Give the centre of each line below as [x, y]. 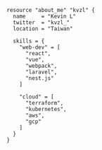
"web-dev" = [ [40, 47]
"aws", [35, 115]
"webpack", [41, 66]
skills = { [29, 41]
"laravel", [41, 72]
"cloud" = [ [37, 97]
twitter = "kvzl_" [42, 23]
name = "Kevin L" [45, 16]
